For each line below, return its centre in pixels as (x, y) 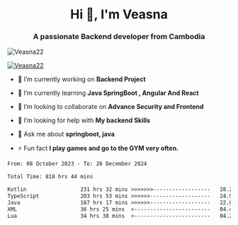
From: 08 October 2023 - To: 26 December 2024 (77, 164)
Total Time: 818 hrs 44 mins (50, 177)
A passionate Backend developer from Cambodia (119, 37)
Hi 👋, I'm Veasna (119, 15)
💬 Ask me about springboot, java (66, 134)
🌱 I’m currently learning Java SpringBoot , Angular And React (108, 93)
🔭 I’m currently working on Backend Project (82, 79)
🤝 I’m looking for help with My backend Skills (84, 120)
